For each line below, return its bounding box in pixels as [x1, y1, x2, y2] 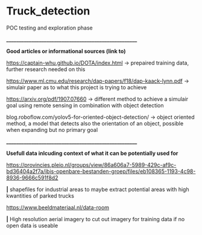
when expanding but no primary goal [6, 126, 98, 133]
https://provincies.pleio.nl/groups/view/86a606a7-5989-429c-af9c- [6, 161, 177, 168]
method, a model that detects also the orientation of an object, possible [6, 119, 184, 127]
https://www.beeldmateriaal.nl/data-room [6, 204, 110, 211]
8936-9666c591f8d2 [6, 174, 58, 181]
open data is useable [6, 222, 58, 229]
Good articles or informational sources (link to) [6, 47, 126, 55]
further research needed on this [6, 65, 86, 73]
